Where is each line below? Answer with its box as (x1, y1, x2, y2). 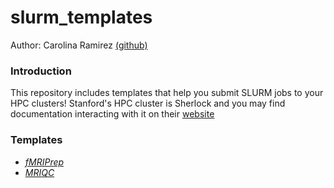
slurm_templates (10, 6, 153, 29)
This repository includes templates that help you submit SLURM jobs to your (10, 87, 324, 99)
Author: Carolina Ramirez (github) (10, 39, 148, 51)
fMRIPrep (24, 156, 65, 168)
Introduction (10, 64, 72, 78)
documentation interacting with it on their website (10, 108, 215, 120)
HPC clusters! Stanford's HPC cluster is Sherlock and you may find (10, 97, 286, 110)
